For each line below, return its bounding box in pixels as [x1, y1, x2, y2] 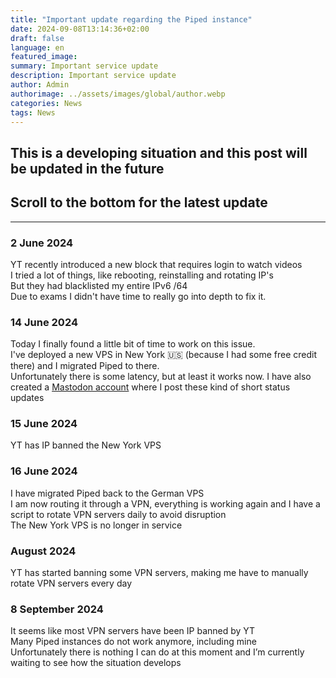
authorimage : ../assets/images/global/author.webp [10, 89, 226, 99]
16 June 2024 [10, 464, 78, 478]
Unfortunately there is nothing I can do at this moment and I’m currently [10, 646, 305, 658]
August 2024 [10, 544, 77, 558]
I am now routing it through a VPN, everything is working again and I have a [10, 497, 321, 510]
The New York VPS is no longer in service [10, 519, 183, 531]
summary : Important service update [10, 61, 159, 71]
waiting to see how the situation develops [10, 657, 182, 669]
